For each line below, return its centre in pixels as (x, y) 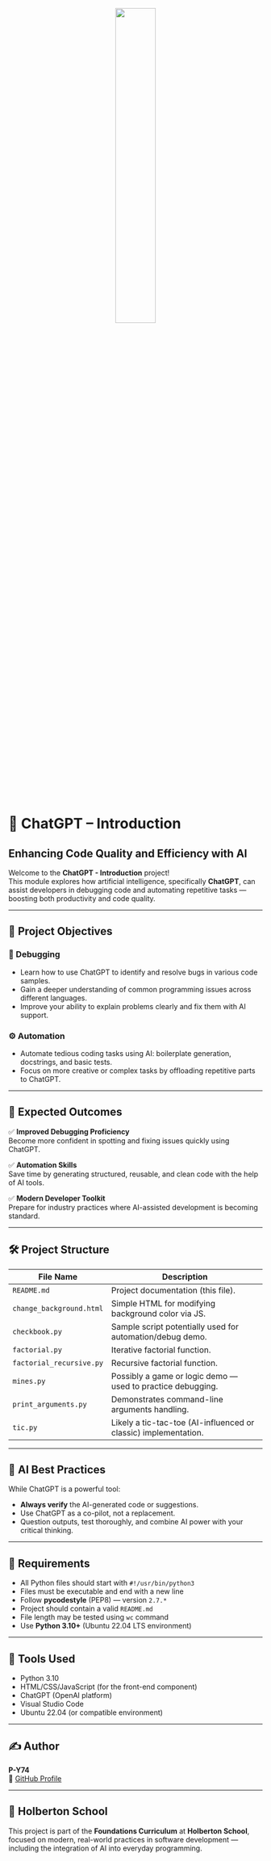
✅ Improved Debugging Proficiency (69, 1131)
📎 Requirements (49, 1563)
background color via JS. (159, 1314)
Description (185, 1276)
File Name (58, 1276)
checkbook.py (38, 1331)
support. (34, 1015)
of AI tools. (26, 1182)
